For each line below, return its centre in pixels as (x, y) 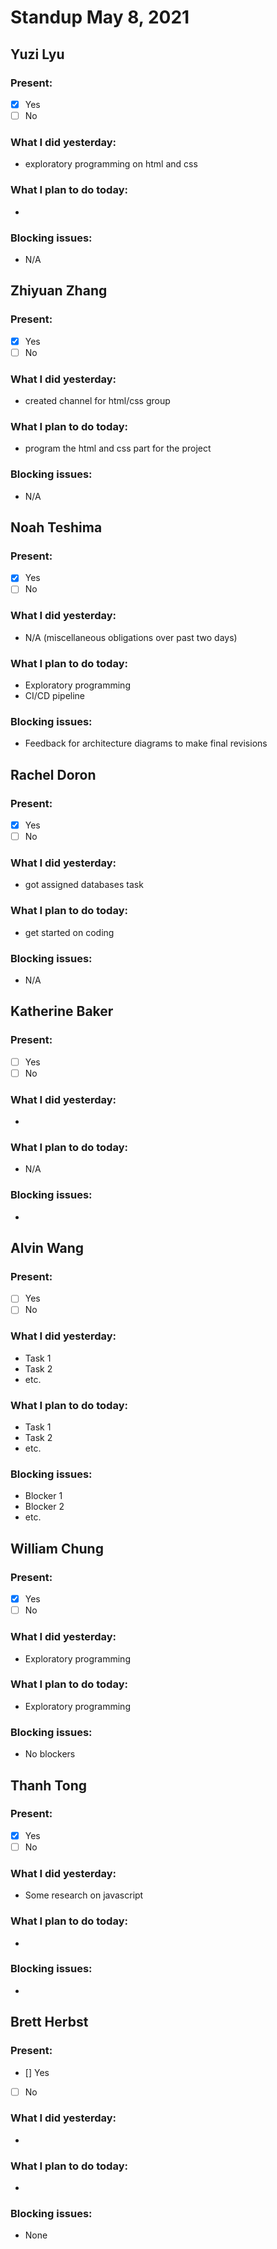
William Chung (57, 1548)
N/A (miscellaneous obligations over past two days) (131, 637)
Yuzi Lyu (37, 54)
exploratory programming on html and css (111, 164)
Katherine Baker (62, 1011)
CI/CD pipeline (55, 695)
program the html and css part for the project (118, 448)
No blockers (50, 1754)
